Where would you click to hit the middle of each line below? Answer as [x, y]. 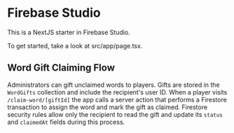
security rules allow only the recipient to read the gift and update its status [115, 114]
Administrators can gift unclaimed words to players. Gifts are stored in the [113, 85]
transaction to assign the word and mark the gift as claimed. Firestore [108, 107]
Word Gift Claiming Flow [61, 68]
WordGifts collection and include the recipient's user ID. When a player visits [117, 92]
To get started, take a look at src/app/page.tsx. [75, 45]
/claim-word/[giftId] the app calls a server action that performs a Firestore [117, 99]
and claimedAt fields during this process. [66, 122]
